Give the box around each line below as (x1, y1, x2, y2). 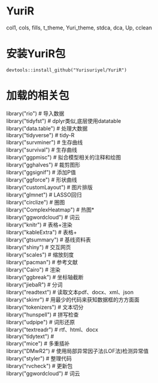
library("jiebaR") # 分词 (6, 281, 63, 288)
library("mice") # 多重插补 (6, 340, 70, 347)
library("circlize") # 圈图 (6, 198, 65, 206)
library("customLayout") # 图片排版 (6, 183, 93, 191)
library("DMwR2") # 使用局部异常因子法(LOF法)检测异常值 (6, 347, 149, 354)
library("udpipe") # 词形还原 (6, 318, 75, 325)
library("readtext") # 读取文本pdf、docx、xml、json (6, 288, 133, 295)
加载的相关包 (6, 89, 70, 102)
